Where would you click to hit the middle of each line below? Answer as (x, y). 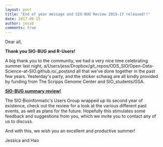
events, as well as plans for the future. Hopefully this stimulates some (75, 111)
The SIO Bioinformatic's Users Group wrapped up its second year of (74, 100)
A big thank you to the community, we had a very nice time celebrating (77, 61)
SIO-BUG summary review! (33, 91)
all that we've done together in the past (116, 71)
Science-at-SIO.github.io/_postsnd (40, 71)
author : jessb (20, 23)
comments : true (21, 28)
